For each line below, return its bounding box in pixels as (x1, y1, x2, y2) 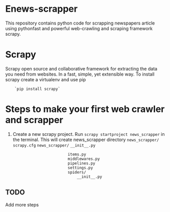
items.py (67, 152, 86, 157)
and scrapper (5, 114, 63, 126)
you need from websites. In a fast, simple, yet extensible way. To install (5, 71, 155, 77)
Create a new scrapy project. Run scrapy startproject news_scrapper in (12, 131, 165, 137)
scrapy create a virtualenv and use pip (5, 76, 86, 82)
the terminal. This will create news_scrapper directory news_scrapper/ (12, 136, 159, 143)
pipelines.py (67, 160, 95, 166)
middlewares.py (67, 156, 100, 161)
